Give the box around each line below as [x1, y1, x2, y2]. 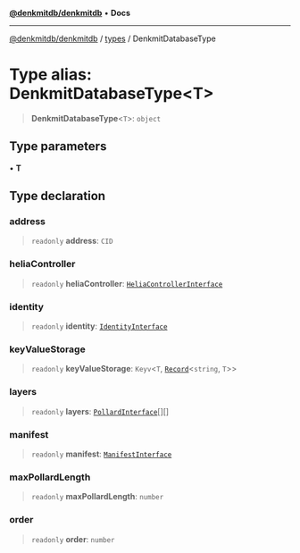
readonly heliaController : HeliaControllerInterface [30, 278, 223, 289]
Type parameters [9, 138, 107, 155]
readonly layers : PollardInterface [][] [30, 406, 170, 416]
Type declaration [9, 189, 105, 204]
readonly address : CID [30, 236, 113, 247]
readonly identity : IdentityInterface [30, 321, 168, 331]
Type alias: [9, 64, 92, 85]
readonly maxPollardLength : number [30, 491, 164, 502]
